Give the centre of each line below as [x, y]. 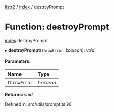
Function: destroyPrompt [57, 27]
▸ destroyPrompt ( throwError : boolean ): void [50, 50]
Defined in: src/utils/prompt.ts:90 [38, 104]
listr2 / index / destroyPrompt [34, 7]
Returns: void [19, 95]
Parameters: [18, 61]
